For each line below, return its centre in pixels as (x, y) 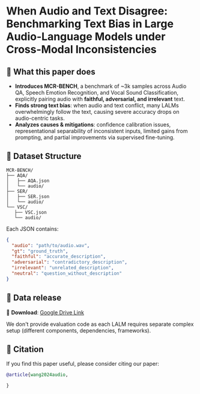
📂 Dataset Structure (44, 156)
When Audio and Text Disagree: (87, 11)
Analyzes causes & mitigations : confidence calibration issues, (93, 124)
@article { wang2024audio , (37, 375)
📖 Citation (25, 350)
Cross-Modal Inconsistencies (82, 50)
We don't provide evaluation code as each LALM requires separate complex (100, 324)
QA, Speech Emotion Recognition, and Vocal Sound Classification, (97, 92)
